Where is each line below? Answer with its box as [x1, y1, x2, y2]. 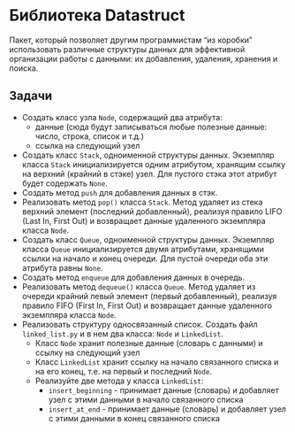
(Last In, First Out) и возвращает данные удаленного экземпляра [21, 215, 267, 226]
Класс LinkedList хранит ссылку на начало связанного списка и [34, 356, 279, 367]
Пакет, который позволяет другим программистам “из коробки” [9, 35, 253, 45]
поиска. [9, 63, 39, 73]
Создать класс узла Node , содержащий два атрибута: [21, 112, 223, 122]
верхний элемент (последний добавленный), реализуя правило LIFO [21, 205, 283, 217]
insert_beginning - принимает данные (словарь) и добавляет [48, 384, 280, 395]
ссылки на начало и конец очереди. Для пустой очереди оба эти [21, 253, 269, 264]
